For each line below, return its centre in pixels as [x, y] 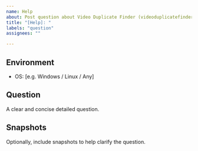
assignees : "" [24, 33]
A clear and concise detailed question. [53, 109]
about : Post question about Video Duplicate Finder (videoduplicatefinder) [101, 17]
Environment [30, 62]
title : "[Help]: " [29, 22]
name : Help [19, 11]
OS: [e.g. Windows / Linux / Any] [54, 76]
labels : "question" [30, 28]
